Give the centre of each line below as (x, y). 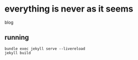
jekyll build (18, 53)
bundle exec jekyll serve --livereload (45, 49)
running (17, 37)
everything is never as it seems (69, 9)
